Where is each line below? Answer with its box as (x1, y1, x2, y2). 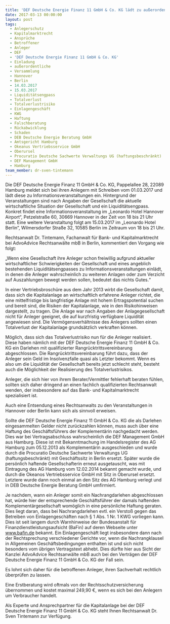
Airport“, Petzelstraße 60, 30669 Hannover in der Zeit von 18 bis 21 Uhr (5, 214, 153, 220)
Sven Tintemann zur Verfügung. (5, 613, 72, 619)
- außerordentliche (10, 64, 51, 69)
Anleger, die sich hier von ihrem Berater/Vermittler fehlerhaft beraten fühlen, (5, 376, 164, 383)
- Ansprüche (10, 36, 35, 41)
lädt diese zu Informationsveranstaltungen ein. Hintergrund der (5, 192, 137, 198)
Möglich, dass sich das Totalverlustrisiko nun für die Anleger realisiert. (5, 334, 152, 340)
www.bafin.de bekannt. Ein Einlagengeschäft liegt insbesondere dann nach (5, 530, 162, 536)
